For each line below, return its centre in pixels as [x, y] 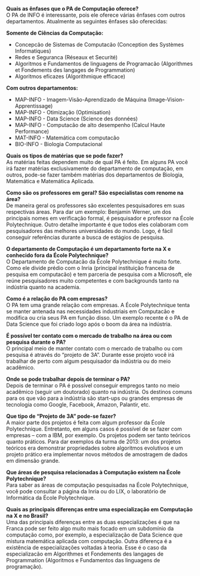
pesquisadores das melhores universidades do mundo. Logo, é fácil [90, 231]
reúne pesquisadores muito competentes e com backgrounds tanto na [93, 281]
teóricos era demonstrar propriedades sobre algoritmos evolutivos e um [95, 448]
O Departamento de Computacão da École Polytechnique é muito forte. [94, 262]
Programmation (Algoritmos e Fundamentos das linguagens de [83, 560]
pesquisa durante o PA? [36, 342]
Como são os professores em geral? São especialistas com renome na [95, 193]
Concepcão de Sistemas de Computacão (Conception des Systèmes [99, 45]
